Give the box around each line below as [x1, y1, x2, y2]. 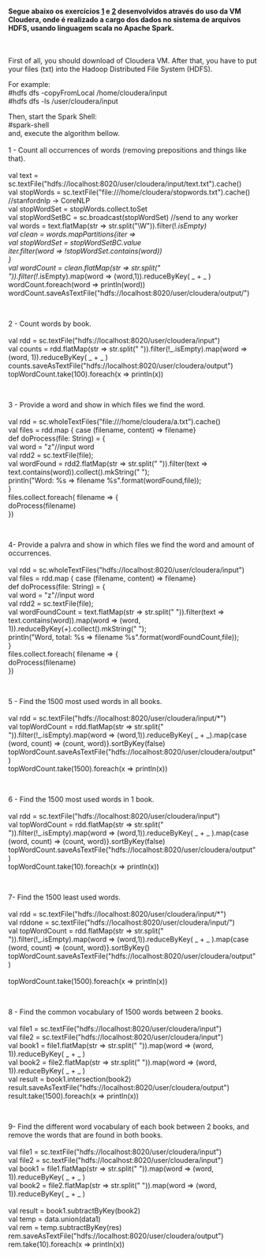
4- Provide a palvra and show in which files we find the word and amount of [8, 540, 255, 550]
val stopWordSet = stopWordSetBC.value [8, 238, 142, 248]
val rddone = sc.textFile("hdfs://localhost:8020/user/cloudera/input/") [8, 918, 235, 927]
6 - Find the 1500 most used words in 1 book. [8, 795, 155, 805]
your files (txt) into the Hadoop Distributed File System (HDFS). [8, 64, 213, 74]
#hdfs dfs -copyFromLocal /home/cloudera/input [8, 88, 168, 98]
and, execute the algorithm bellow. [8, 129, 120, 138]
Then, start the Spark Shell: [8, 112, 97, 122]
